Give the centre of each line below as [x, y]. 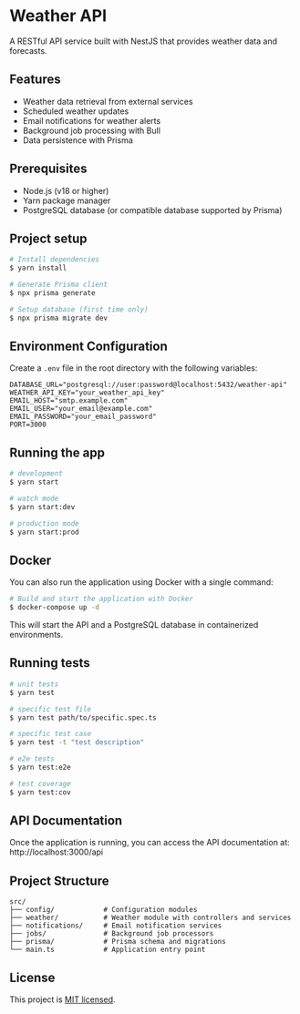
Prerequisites [48, 169]
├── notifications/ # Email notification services [116, 926]
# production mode [44, 523]
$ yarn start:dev [42, 507]
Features [35, 80]
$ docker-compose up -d [55, 608]
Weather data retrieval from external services [108, 101]
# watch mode [34, 498]
